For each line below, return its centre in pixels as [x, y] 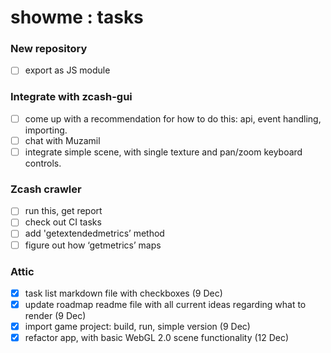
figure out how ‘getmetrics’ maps [93, 245]
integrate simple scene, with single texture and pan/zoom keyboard [163, 152]
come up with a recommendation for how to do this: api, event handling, [173, 118]
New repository [49, 49]
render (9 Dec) [55, 315]
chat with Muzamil [62, 140]
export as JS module [67, 70]
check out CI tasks [63, 222]
